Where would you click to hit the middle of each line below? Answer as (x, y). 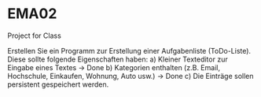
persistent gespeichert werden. (58, 84)
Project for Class (35, 35)
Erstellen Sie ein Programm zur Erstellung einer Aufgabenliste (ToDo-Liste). (129, 50)
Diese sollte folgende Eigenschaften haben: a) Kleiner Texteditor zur (118, 59)
